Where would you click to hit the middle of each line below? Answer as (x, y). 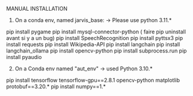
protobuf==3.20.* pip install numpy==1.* (56, 86)
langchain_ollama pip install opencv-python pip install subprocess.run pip (96, 51)
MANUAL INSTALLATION (37, 9)
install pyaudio (24, 57)
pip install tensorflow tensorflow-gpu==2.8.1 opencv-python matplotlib (93, 80)
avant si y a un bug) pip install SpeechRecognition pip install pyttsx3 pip (95, 38)
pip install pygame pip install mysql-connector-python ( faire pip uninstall (96, 32)
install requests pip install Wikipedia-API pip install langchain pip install (93, 44)
